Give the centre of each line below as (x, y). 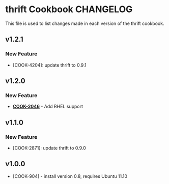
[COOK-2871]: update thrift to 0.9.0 (49, 148)
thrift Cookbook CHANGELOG (69, 9)
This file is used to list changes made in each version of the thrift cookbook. (85, 23)
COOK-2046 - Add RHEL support (48, 106)
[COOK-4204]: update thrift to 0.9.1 (49, 65)
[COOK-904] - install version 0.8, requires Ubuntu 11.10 (70, 176)
